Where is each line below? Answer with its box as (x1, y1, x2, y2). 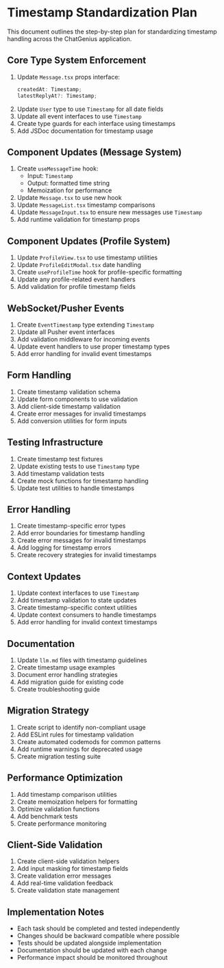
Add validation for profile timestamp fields (16, 283, 136, 291)
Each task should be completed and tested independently (16, 924, 180, 932)
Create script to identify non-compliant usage (16, 723, 146, 731)
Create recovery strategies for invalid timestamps (16, 551, 157, 559)
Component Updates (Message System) (7, 146, 182, 158)
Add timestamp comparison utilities (16, 790, 118, 798)
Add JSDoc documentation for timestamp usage (16, 127, 153, 135)
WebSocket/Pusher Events (7, 303, 125, 314)
